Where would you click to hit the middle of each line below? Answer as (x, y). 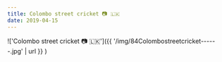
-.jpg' (15, 51)
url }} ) (37, 51)
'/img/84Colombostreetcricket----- (164, 41)
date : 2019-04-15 (33, 20)
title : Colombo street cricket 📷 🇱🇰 (64, 14)
